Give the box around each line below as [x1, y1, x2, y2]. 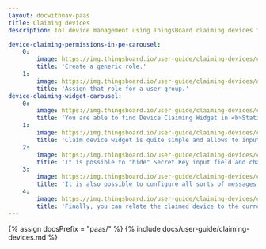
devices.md [8, 232, 47, 242]
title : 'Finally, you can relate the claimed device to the [36, 202, 239, 210]
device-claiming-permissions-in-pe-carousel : [8, 40, 161, 48]
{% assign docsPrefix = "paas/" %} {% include [8, 224, 161, 233]
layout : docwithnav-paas [8, 11, 90, 20]
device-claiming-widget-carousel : [8, 92, 123, 100]
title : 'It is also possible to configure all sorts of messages [36, 180, 257, 188]
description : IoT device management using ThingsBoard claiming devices [8, 26, 253, 34]
